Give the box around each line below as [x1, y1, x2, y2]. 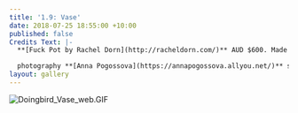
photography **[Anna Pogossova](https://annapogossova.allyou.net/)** [17, 62, 284, 71]
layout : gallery [9, 70, 69, 79]
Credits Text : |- [9, 37, 74, 47]
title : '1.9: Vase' [9, 12, 82, 22]
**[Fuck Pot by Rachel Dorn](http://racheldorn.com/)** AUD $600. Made [17, 46, 288, 55]
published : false [9, 29, 74, 38]
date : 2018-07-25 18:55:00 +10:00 [9, 21, 137, 30]
